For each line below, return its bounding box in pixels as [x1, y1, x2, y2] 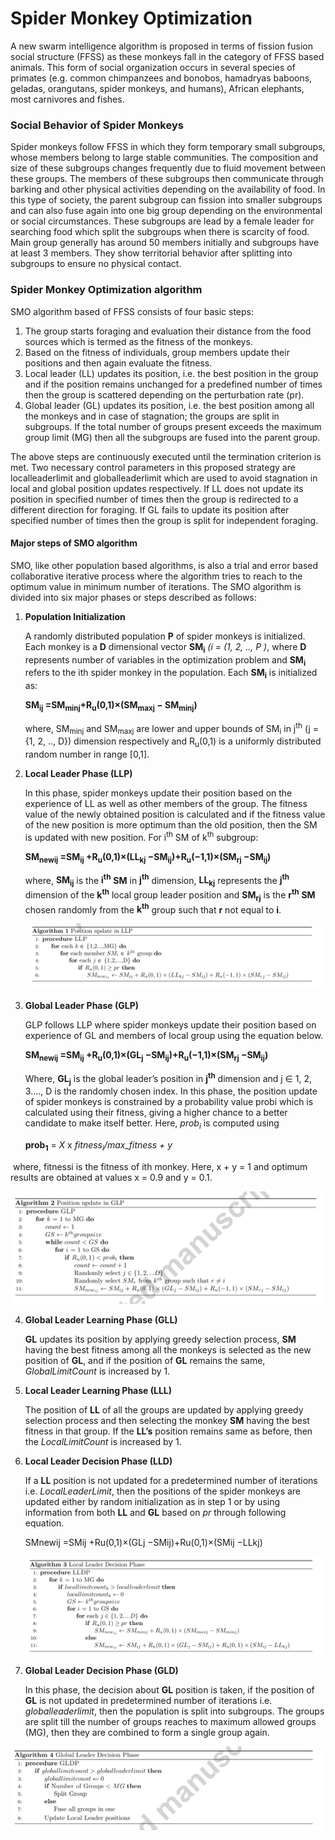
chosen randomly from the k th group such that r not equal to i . [24, 902, 282, 916]
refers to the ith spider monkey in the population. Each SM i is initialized [24, 667, 318, 681]
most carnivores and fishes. [10, 93, 125, 105]
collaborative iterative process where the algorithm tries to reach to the [10, 570, 303, 582]
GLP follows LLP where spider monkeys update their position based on [24, 1019, 317, 1031]
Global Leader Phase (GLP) [24, 1000, 140, 1012]
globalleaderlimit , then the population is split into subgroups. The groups [24, 1705, 325, 1717]
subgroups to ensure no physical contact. [10, 258, 182, 270]
